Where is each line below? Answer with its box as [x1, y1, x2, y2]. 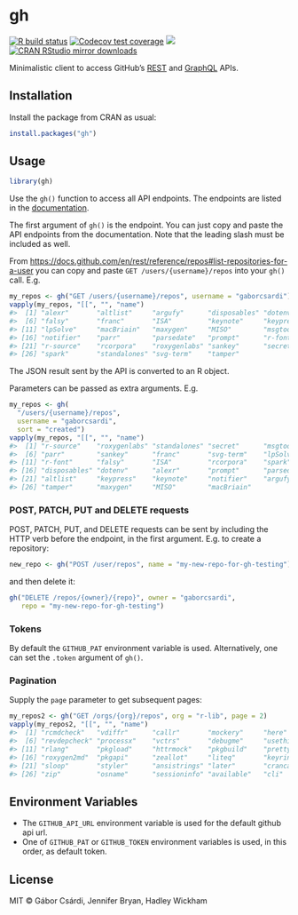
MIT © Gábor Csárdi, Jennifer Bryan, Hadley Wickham [9, 895, 208, 906]
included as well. [9, 239, 71, 250]
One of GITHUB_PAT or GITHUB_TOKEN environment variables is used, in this [21, 837, 286, 847]
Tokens [9, 623, 42, 635]
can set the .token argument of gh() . [9, 652, 144, 663]
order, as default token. [21, 846, 108, 857]
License [9, 871, 54, 887]
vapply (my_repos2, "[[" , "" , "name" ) [9, 720, 149, 729]
